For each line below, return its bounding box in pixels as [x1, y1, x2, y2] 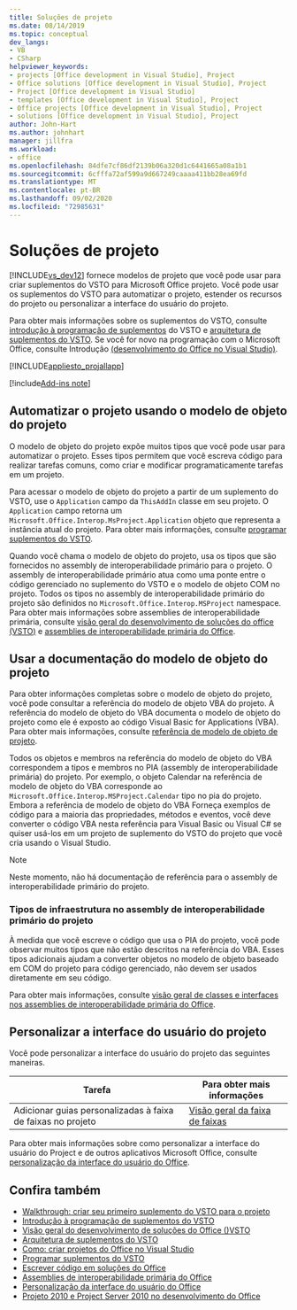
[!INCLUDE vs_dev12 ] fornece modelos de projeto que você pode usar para [9, 269, 281, 280]
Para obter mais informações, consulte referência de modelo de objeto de [9, 726, 278, 737]
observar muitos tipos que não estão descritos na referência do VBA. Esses [9, 944, 285, 955]
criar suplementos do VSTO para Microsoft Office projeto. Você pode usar [9, 279, 279, 290]
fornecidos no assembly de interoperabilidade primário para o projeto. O [9, 560, 273, 570]
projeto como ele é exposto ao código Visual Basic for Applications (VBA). [9, 717, 279, 727]
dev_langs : [9, 37, 49, 47]
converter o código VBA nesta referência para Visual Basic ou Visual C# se [9, 818, 282, 829]
